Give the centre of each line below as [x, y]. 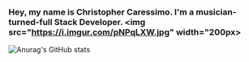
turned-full [30, 22]
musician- [216, 12]
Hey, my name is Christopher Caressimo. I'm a [101, 12]
